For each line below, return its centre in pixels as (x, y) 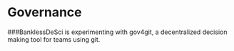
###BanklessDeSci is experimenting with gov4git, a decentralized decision (117, 32)
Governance (45, 12)
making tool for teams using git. (54, 39)
